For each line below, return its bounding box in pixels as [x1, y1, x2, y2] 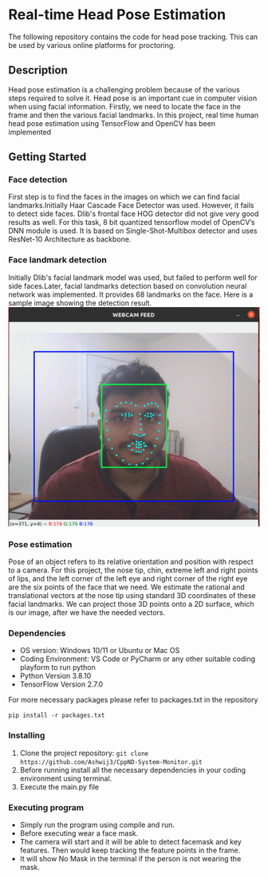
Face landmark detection [8, 254, 108, 266]
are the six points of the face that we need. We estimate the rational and [8, 582, 245, 592]
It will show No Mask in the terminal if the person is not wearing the [19, 853, 242, 863]
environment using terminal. [19, 774, 112, 783]
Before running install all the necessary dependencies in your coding [19, 765, 246, 774]
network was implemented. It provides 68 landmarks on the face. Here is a [8, 289, 254, 299]
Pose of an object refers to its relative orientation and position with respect [8, 557, 254, 566]
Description [8, 64, 68, 77]
